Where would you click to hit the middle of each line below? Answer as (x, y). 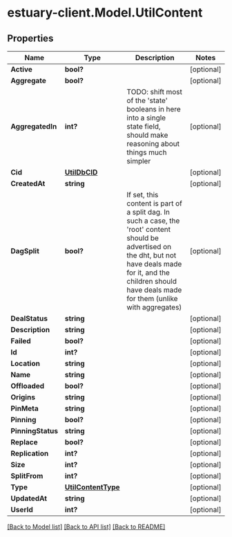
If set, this (143, 195)
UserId (22, 510)
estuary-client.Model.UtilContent (105, 13)
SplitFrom (27, 476)
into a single (146, 118)
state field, (144, 126)
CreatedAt (28, 183)
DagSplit (25, 251)
